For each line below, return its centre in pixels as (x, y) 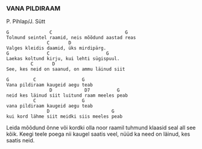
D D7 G (84, 90)
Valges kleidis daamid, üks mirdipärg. (56, 48)
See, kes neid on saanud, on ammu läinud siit (66, 69)
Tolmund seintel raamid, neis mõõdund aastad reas (71, 38)
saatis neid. (21, 141)
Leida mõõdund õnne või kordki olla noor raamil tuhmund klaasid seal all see (101, 128)
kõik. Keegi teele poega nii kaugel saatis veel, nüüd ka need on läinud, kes (98, 134)
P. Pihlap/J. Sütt (26, 22)
